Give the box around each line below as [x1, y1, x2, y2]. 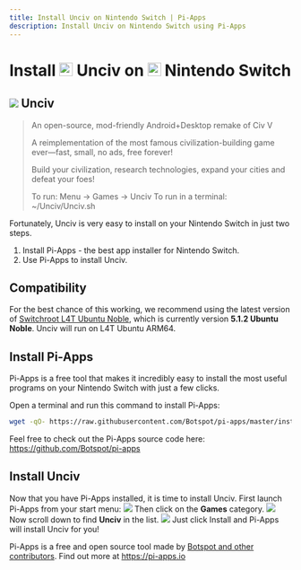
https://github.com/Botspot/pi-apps [9, 443, 141, 453]
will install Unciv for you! [9, 523, 100, 534]
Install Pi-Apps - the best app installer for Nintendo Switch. [21, 244, 240, 256]
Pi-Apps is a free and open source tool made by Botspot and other [9, 540, 254, 552]
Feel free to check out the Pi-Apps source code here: [9, 434, 206, 444]
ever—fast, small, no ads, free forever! [30, 146, 173, 157]
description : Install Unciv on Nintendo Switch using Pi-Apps [9, 22, 246, 31]
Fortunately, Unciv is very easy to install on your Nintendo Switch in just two [9, 217, 290, 229]
